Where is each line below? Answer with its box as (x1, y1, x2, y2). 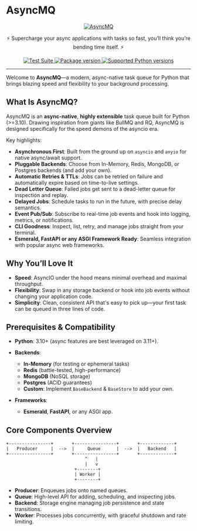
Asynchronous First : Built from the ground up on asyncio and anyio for (14, 148, 186, 155)
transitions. (14, 506, 42, 513)
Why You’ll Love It (6, 259, 73, 269)
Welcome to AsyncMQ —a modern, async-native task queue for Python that (6, 74, 189, 81)
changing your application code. (14, 293, 93, 300)
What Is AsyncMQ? (6, 97, 78, 107)
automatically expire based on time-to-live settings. (14, 179, 140, 186)
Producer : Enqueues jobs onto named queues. (14, 487, 128, 494)
